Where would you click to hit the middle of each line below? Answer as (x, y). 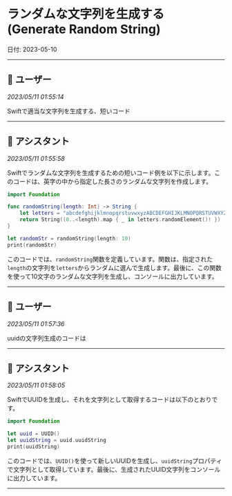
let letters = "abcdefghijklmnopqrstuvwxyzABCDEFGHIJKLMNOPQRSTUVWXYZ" (125, 213)
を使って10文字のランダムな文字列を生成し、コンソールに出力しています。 (113, 276)
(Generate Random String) (84, 29)
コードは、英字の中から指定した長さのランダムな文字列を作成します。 (113, 181)
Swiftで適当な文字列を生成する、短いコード (69, 111)
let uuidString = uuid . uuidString (57, 440)
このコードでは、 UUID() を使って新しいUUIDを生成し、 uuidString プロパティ (115, 461)
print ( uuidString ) (33, 446)
